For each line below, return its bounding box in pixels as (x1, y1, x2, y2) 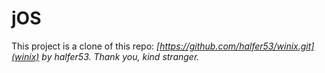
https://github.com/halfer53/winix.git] (159, 40, 315, 52)
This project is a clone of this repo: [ (11, 40, 161, 52)
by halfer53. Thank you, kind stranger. (41, 50, 200, 62)
